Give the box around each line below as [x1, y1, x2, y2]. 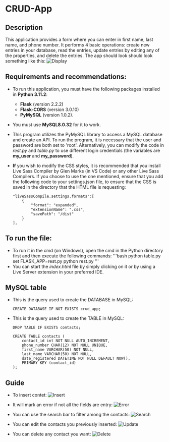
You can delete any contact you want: [12, 431, 91, 437]
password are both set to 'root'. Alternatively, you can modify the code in [12, 142, 164, 148]
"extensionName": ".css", [31, 207, 85, 212]
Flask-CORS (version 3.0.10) [20, 106, 79, 113]
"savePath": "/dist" [31, 211, 74, 216]
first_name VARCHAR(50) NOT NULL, [22, 347, 94, 352]
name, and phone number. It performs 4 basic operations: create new [5, 42, 150, 48]
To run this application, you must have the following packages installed [12, 86, 160, 92]
